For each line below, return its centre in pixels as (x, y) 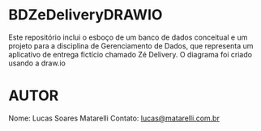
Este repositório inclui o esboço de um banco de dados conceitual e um (128, 37)
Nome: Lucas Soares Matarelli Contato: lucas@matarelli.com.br (114, 118)
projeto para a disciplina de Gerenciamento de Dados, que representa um (131, 45)
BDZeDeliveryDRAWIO (86, 15)
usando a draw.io (37, 63)
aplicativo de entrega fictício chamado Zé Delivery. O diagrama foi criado (130, 54)
